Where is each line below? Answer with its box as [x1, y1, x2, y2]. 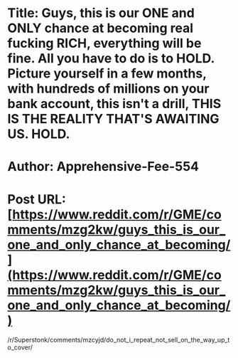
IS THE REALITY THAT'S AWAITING [7, 111, 220, 127]
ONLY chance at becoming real [7, 20, 194, 36]
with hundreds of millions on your [7, 80, 210, 97]
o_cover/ [7, 343, 33, 352]
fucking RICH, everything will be [7, 36, 202, 51]
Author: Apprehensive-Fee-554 [7, 159, 199, 175]
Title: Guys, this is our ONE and [7, 5, 195, 21]
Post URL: [7, 191, 66, 207]
